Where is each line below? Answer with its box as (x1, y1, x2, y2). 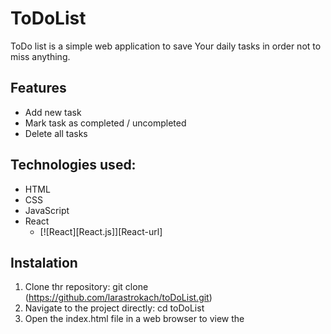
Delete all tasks (24, 127, 88, 139)
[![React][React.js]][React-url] (39, 225, 163, 237)
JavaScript (24, 204, 70, 216)
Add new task (24, 106, 82, 118)
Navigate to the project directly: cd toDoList (24, 302, 205, 314)
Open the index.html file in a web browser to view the (24, 313, 245, 325)
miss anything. (10, 50, 71, 62)
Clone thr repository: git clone (24, 281, 149, 293)
